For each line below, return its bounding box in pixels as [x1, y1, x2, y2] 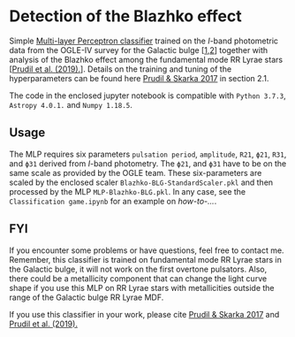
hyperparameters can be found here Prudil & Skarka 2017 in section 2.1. [9, 73, 269, 83]
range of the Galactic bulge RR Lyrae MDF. [9, 292, 164, 303]
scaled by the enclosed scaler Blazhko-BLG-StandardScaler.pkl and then [9, 177, 274, 188]
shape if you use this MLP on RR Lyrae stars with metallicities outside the [9, 282, 276, 293]
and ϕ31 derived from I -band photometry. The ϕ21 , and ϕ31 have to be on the [9, 157, 287, 169]
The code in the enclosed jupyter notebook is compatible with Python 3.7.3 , [9, 90, 286, 101]
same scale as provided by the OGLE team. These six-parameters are [9, 167, 262, 178]
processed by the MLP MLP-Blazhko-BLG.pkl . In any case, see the [9, 186, 246, 196]
